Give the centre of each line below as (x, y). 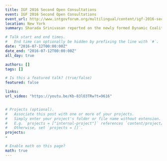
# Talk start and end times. (35, 37)
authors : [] (17, 64)
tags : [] (14, 69)
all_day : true (20, 55)
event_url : (16, 19)
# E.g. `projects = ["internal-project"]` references (64, 123)
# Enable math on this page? (35, 146)
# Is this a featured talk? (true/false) (49, 78)
